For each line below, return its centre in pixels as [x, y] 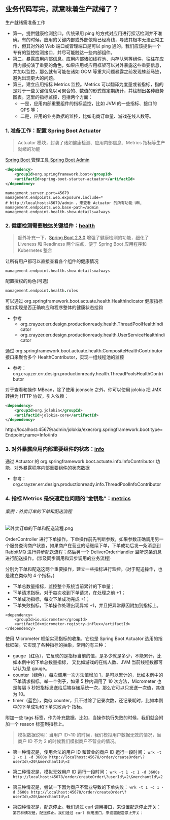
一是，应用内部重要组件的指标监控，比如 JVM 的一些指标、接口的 [89, 103]
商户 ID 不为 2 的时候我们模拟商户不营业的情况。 [68, 741]
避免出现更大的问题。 [35, 78]
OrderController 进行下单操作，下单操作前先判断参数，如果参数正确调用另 [82, 539]
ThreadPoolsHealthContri [137, 373]
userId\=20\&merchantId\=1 [41, 797]
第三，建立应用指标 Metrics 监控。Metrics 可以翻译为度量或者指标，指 [86, 84]
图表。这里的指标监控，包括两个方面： [53, 97]
